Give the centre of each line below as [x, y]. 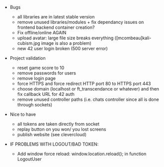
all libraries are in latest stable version [56, 17]
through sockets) [35, 105]
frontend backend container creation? [56, 27]
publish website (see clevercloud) [52, 134]
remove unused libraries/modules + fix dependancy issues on [81, 22]
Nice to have [23, 114]
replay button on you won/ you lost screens [62, 129]
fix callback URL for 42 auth [46, 94]
